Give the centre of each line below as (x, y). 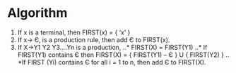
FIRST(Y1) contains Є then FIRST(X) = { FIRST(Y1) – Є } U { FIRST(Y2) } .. (123, 55)
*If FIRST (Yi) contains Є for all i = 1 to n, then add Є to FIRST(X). (112, 62)
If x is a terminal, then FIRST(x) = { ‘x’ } (74, 32)
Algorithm (37, 13)
